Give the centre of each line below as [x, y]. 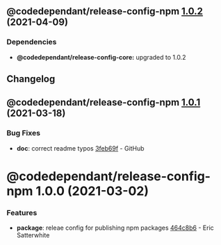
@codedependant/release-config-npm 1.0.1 [104, 102]
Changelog [31, 79]
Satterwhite [33, 235]
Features [22, 212]
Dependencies [32, 42]
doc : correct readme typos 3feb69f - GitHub [80, 148]
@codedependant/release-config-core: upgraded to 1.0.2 [101, 57]
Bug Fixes [24, 133]
